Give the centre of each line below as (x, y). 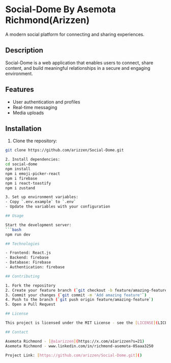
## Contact (17, 332)
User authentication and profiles (46, 102)
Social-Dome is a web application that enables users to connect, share (79, 63)
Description (24, 50)
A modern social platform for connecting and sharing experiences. (75, 34)
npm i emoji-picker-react (33, 174)
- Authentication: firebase (35, 267)
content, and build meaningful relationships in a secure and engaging (78, 68)
